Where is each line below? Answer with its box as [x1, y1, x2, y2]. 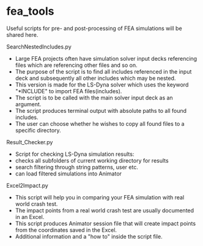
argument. [15, 100, 42, 108]
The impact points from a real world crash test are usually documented [15, 207, 194, 214]
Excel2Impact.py [6, 182, 49, 189]
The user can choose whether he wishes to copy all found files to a [15, 120, 185, 127]
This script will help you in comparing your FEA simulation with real [15, 193, 185, 201]
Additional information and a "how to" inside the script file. [15, 233, 163, 240]
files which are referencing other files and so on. [15, 61, 138, 69]
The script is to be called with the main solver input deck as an [15, 94, 173, 101]
